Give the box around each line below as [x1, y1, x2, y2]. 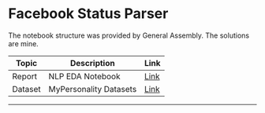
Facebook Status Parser [8, 5, 169, 23]
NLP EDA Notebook [48, 71, 121, 82]
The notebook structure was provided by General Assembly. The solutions [8, 31, 250, 40]
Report [12, 71, 38, 82]
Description [69, 57, 116, 68]
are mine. [8, 38, 39, 48]
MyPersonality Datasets [48, 83, 137, 94]
